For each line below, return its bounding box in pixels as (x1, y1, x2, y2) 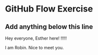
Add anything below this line (5, 23, 93, 31)
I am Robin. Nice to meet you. (5, 45, 64, 50)
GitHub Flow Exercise (5, 3, 93, 14)
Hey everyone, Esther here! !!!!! (5, 35, 67, 41)
